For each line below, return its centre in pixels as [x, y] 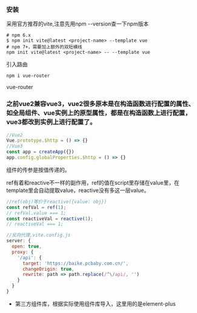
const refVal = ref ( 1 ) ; [36, 207]
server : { [19, 241]
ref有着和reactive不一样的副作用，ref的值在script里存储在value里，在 [93, 182]
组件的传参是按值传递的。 [38, 170]
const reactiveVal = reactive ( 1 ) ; [50, 219]
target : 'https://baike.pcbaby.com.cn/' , [75, 263]
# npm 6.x [19, 35]
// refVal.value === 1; [36, 213]
